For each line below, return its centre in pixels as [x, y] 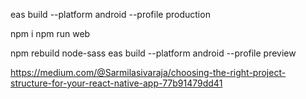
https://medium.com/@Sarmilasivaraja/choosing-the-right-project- [148, 72]
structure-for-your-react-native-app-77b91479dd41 [116, 83]
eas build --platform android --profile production [110, 14]
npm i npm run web [50, 33]
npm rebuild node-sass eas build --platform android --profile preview [153, 53]
